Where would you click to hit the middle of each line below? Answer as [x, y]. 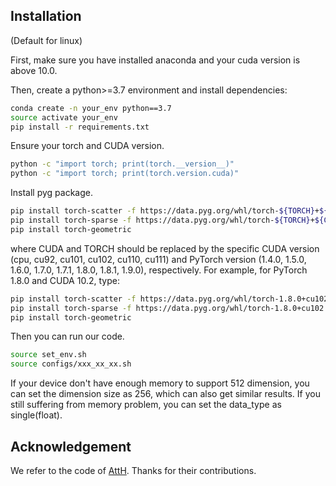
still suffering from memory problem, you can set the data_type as [146, 405]
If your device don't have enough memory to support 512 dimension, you [160, 383]
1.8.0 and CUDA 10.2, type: [65, 280]
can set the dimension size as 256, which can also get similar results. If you [165, 394]
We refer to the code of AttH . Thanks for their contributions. [133, 470]
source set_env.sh [48, 355]
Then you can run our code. [67, 336]
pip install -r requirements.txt [80, 127]
